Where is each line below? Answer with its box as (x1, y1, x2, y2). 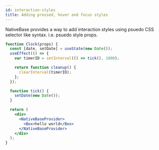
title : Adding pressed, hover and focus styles (5, 12, 109, 17)
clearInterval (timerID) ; (18, 69, 72, 74)
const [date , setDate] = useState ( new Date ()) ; (10, 46, 113, 52)
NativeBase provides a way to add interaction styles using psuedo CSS (5, 26, 154, 32)
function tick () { (10, 88, 49, 93)
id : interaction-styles (5, 7, 56, 13)
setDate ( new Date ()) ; (14, 93, 60, 98)
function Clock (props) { (5, 41, 58, 46)
